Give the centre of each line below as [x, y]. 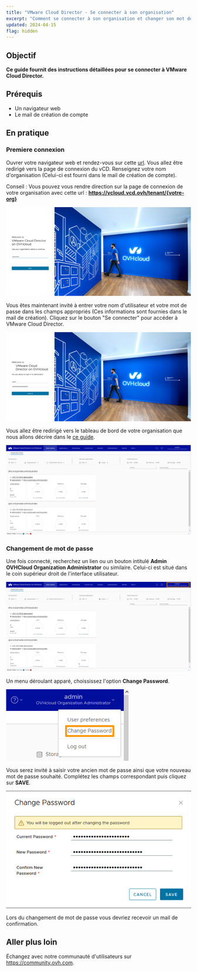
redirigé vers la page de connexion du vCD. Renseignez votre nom [86, 169]
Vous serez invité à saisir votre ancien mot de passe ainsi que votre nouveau [98, 770]
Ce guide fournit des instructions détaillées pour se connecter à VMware [97, 70]
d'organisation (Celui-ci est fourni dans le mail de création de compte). [91, 175]
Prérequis [24, 94]
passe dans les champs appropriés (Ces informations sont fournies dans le [97, 311]
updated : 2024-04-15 [31, 25]
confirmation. [22, 923]
